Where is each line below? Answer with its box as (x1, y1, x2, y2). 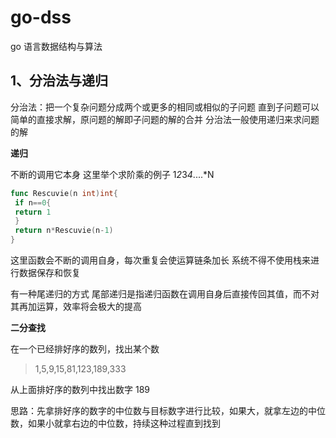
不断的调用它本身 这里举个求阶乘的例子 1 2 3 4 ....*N (10, 168, 215, 180)
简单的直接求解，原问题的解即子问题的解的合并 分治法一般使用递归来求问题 (10, 113, 320, 125)
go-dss (10, 6, 72, 29)
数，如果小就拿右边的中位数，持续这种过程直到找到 (10, 417, 221, 429)
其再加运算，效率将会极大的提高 (10, 301, 142, 312)
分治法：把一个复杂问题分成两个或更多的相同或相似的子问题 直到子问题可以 (10, 101, 320, 113)
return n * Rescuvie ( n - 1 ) (14, 226, 114, 236)
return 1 (14, 207, 52, 217)
